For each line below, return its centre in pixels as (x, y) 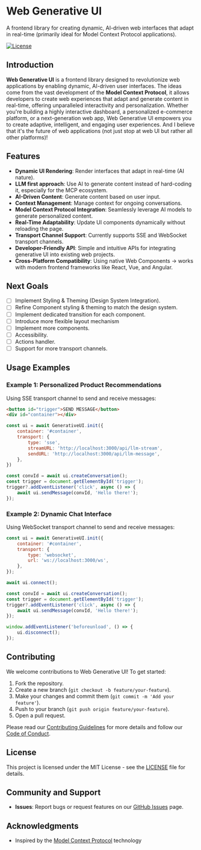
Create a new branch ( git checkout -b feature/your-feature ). (93, 689)
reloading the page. (39, 228)
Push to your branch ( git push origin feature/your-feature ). (92, 709)
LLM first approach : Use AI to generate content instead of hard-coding (103, 184)
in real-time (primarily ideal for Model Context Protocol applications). (91, 34)
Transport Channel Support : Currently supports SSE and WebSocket (101, 235)
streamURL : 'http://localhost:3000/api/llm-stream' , (95, 448)
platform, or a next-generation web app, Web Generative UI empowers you (99, 118)
